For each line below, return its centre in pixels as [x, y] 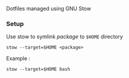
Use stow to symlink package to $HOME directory [64, 37]
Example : [18, 58]
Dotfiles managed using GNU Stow [48, 9]
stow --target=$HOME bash [38, 69]
